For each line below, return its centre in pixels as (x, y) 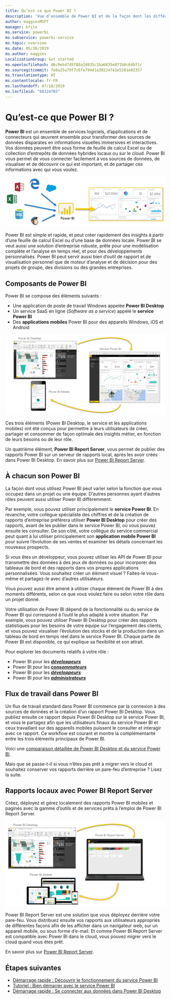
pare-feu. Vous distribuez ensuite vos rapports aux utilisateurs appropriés (83, 920)
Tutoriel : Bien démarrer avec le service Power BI (64, 986)
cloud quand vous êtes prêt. (35, 942)
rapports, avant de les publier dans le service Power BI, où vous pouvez (81, 525)
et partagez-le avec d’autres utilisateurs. (62, 579)
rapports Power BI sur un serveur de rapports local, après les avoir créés (81, 455)
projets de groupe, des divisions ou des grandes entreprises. (69, 267)
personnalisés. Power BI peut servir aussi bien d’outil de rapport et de (78, 257)
